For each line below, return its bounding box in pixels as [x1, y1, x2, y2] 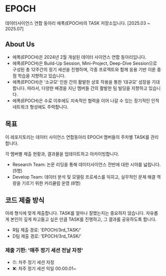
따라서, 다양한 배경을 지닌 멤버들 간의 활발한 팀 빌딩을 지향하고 [27, 85, 148, 91]
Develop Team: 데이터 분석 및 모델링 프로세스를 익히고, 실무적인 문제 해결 [12, 174, 156, 180]
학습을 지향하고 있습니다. [17, 73, 66, 79]
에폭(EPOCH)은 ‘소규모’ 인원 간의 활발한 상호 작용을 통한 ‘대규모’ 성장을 [12, 79, 151, 85]
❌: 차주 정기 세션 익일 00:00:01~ [12, 265, 77, 272]
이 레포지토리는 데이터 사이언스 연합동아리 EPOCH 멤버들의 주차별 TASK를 [5, 134, 150, 140]
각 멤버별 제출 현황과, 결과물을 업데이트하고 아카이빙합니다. [5, 150, 119, 157]
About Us [5, 40, 35, 49]
